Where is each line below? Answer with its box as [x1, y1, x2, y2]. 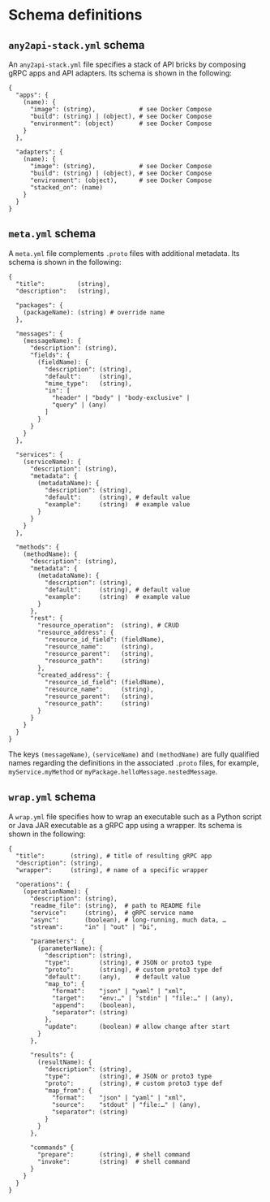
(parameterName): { [37, 944, 104, 952]
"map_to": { [44, 979, 85, 988]
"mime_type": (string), [44, 380, 132, 388]
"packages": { [15, 301, 63, 310]
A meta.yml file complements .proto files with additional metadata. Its [8, 248, 240, 258]
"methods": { [15, 543, 60, 551]
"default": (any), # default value [44, 973, 191, 981]
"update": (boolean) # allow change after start [44, 1022, 230, 1031]
